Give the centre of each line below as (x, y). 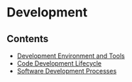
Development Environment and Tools (71, 56)
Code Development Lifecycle (59, 63)
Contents (28, 39)
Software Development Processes (67, 71)
